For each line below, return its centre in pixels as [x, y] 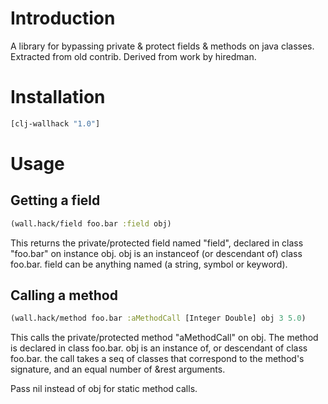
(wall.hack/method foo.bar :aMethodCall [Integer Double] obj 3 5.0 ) [158, 318]
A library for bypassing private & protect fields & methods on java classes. [162, 46]
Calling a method [64, 295]
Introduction [63, 18]
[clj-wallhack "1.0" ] [55, 123]
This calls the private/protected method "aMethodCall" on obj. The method [164, 338]
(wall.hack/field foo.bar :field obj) [91, 223]
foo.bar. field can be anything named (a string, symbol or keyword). [149, 264]
